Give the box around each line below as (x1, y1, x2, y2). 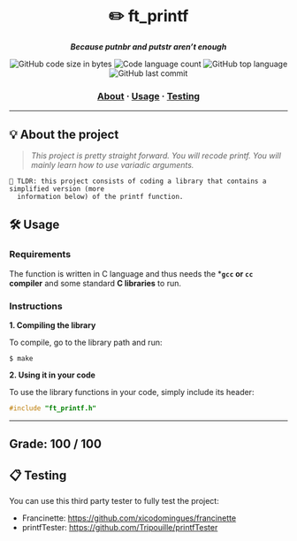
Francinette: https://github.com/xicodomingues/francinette (21, 513, 237, 523)
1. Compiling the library (9, 320, 96, 331)
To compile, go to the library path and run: (9, 337, 163, 348)
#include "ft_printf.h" (9, 404, 97, 413)
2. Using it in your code (9, 370, 95, 380)
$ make (9, 354, 34, 363)
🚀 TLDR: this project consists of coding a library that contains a (9, 177, 267, 186)
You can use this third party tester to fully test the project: (9, 496, 219, 507)
